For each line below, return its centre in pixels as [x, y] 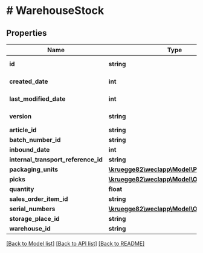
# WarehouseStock [55, 11]
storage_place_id [34, 219]
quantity [22, 189]
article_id [23, 130]
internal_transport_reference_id [56, 160]
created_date [29, 81]
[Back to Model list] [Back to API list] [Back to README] [76, 244]
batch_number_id [35, 140]
